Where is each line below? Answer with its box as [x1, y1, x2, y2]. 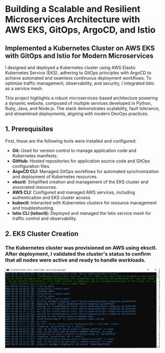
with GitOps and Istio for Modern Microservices [5, 52, 154, 60]
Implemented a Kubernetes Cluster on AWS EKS [5, 44, 155, 52]
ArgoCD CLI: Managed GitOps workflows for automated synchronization [12, 168, 159, 174]
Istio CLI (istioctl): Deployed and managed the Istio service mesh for [12, 210, 151, 216]
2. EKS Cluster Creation [5, 230, 79, 238]
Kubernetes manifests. [12, 152, 58, 158]
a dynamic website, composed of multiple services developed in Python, [5, 100, 152, 106]
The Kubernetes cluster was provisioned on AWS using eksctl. [5, 244, 157, 251]
